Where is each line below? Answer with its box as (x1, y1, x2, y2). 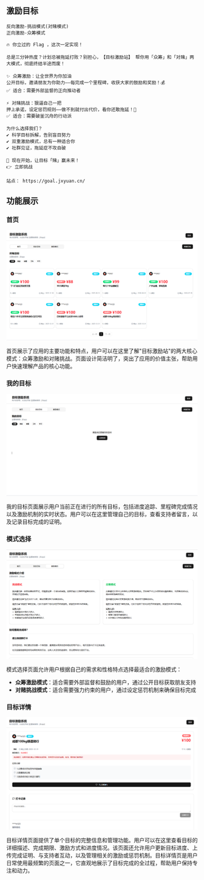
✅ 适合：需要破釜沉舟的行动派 (6, 113, 72, 119)
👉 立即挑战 (6, 163, 33, 170)
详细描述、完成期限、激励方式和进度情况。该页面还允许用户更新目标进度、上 (6, 844, 198, 851)
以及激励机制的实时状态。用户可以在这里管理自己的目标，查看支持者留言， (6, 511, 192, 518)
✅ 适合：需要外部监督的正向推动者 (6, 87, 81, 94)
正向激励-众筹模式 (6, 30, 46, 36)
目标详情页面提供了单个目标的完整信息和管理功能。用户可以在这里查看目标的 (6, 837, 198, 844)
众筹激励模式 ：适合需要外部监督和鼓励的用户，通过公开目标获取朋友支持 (15, 678, 196, 686)
